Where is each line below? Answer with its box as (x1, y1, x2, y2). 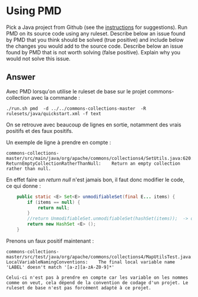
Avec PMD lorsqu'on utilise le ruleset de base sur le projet (6, 87, 147, 95)
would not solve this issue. (6, 55, 71, 62)
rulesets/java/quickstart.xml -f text (6, 110, 101, 116)
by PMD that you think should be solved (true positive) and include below (6, 36, 184, 43)
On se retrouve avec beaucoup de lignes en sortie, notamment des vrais (6, 121, 181, 128)
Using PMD (6, 4, 62, 18)
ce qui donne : (6, 182, 41, 190)
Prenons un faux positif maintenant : (6, 237, 94, 244)
